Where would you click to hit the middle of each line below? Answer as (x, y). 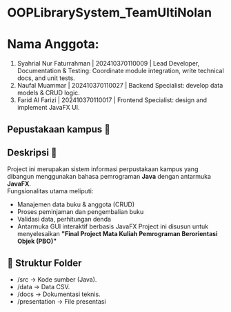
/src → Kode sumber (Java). (57, 280)
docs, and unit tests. (46, 78)
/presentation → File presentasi (61, 302)
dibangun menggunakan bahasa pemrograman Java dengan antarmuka (109, 177)
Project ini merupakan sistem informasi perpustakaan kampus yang (103, 169)
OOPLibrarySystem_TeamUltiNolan (110, 13)
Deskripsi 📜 (32, 152)
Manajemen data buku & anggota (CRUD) (76, 204)
